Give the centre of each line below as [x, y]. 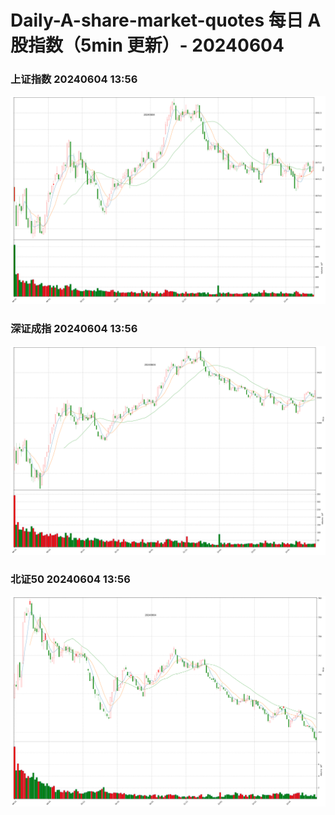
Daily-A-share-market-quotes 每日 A [166, 20]
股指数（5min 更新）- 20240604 [147, 45]
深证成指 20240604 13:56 [74, 329]
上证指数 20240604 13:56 [74, 79]
